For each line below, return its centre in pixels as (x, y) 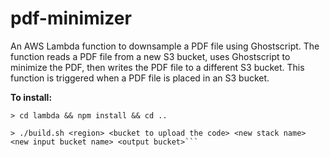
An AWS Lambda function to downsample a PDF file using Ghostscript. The (165, 46)
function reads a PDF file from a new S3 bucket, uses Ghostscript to (150, 56)
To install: (31, 97)
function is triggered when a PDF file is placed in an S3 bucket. (140, 78)
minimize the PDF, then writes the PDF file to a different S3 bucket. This (157, 67)
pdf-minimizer (71, 18)
